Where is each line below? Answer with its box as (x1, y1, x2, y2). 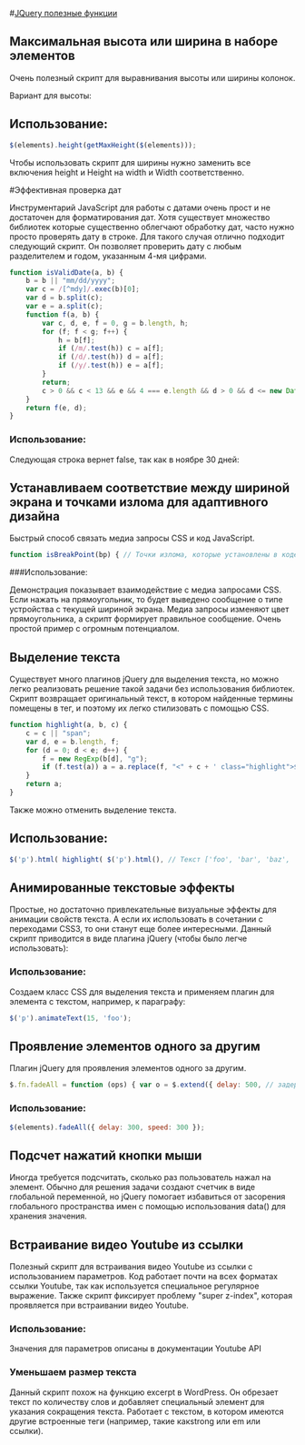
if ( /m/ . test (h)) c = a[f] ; (57, 344, 165, 353)
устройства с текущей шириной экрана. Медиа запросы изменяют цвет (9, 604, 290, 615)
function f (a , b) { (25, 309, 100, 319)
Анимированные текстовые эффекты (9, 880, 235, 895)
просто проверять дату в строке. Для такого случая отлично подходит (9, 231, 285, 242)
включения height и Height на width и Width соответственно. (9, 167, 245, 177)
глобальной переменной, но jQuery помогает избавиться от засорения (9, 1191, 286, 1202)
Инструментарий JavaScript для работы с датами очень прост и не (9, 202, 271, 213)
